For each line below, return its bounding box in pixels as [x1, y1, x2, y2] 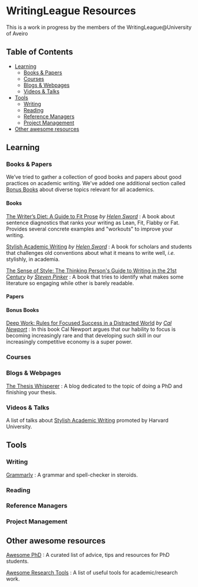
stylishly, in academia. [6, 255, 60, 263]
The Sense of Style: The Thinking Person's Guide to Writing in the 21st [6, 267, 177, 274]
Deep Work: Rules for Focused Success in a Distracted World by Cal [6, 320, 172, 327]
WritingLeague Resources [6, 4, 137, 18]
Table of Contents [6, 47, 74, 57]
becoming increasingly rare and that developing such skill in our [6, 332, 161, 339]
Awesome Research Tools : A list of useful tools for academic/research [6, 569, 178, 576]
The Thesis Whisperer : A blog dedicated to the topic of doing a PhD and [6, 382, 183, 389]
